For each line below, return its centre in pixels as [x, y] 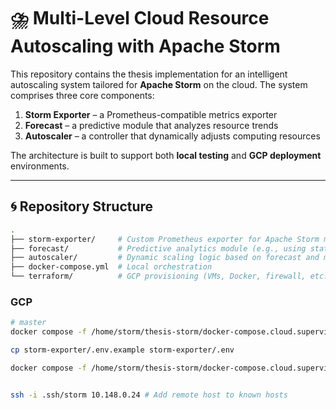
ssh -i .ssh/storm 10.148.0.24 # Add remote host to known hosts [149, 395]
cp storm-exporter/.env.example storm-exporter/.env [122, 350]
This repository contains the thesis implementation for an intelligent [149, 74]
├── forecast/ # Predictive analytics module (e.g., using [158, 248]
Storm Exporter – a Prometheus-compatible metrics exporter [151, 114]
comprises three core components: [82, 95]
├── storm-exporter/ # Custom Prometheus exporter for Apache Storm [165, 239]
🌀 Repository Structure [82, 206]
